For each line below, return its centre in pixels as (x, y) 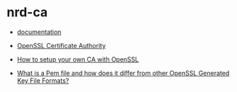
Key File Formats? (43, 80)
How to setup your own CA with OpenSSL (78, 59)
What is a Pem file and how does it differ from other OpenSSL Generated (123, 73)
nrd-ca (27, 12)
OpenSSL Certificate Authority (61, 45)
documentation (39, 32)
